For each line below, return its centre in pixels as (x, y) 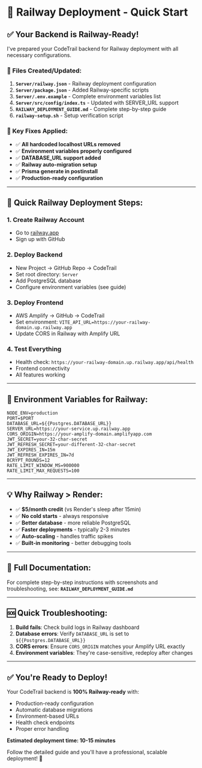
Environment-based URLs (47, 716)
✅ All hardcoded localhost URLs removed (68, 144)
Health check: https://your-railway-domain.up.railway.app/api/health (105, 362)
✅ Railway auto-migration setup (56, 164)
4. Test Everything (34, 349)
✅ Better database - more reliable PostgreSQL (73, 522)
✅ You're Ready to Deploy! (57, 677)
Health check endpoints (45, 722)
